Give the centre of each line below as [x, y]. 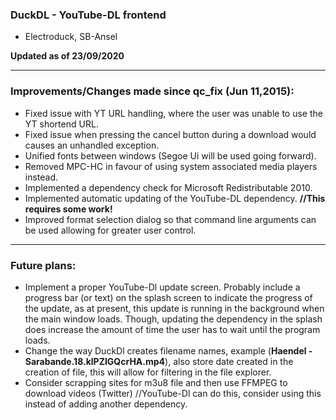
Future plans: [43, 265]
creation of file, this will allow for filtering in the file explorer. [148, 372]
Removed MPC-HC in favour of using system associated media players [171, 166]
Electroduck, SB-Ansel [71, 37]
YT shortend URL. [61, 124]
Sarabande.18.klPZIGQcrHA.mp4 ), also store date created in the [159, 361]
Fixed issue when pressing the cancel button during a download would [170, 134]
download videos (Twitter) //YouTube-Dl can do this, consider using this [173, 393]
